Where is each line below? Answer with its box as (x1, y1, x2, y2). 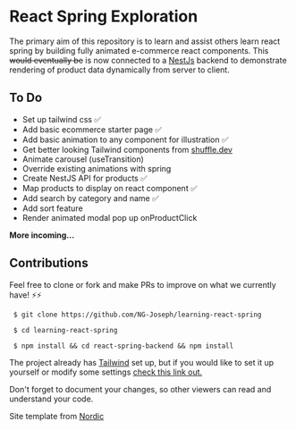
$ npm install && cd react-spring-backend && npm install (13, 341, 234, 350)
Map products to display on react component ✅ (21, 182, 198, 193)
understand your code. (9, 393, 94, 404)
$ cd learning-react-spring (13, 325, 118, 334)
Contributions (9, 256, 89, 271)
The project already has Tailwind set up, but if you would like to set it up (9, 357, 275, 367)
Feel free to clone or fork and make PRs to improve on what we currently (9, 279, 277, 290)
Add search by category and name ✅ (21, 192, 159, 203)
